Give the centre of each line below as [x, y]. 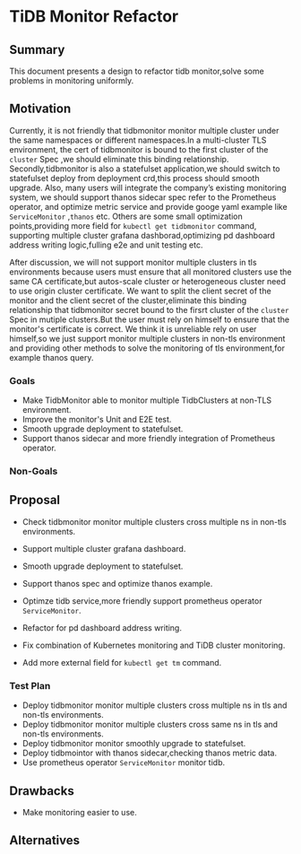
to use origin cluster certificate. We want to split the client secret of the [140, 291]
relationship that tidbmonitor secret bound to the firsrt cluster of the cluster [149, 309]
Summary [37, 50]
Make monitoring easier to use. [79, 812]
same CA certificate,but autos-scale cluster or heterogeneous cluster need [148, 281]
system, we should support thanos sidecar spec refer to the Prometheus [143, 197]
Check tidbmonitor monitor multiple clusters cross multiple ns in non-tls [154, 521]
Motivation [40, 109]
